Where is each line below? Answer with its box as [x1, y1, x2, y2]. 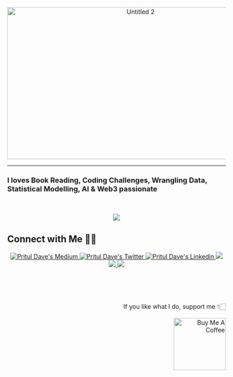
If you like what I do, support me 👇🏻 [123, 303, 226, 311]
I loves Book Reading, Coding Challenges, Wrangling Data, [7, 175, 208, 185]
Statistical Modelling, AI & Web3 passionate [7, 184, 158, 193]
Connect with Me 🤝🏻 [7, 233, 97, 245]
